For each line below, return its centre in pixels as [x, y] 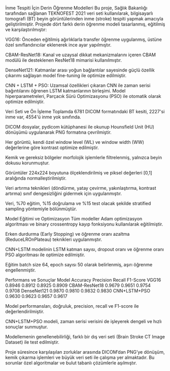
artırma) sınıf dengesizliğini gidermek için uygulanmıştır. [64, 193]
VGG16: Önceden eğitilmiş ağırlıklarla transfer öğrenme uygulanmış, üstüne [84, 39]
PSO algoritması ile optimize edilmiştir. [45, 255]
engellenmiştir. [21, 270]
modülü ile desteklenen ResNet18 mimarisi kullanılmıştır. [63, 60]
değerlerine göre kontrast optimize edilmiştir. [52, 147]
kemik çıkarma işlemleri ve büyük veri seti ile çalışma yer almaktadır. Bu [80, 357]
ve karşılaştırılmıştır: [26, 30]
